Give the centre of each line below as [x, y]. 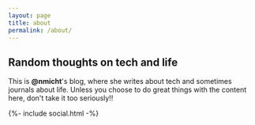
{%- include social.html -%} [54, 114]
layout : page [30, 15]
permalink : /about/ [40, 30]
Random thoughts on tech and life [93, 62]
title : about [30, 23]
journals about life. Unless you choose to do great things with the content [127, 90]
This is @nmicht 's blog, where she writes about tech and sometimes [120, 81]
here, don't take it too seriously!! [61, 98]
